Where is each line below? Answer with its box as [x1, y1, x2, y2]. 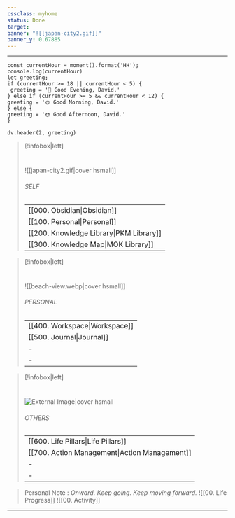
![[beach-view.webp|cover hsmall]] [24, 281, 126, 290]
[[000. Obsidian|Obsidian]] [27, 205, 117, 215]
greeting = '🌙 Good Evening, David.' [10, 87, 120, 94]
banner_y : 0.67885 [7, 36, 61, 43]
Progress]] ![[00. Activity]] [24, 496, 101, 505]
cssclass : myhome [7, 10, 58, 17]
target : [7, 23, 30, 30]
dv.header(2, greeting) [7, 129, 77, 136]
